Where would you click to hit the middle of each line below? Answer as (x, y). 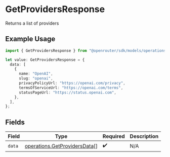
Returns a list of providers (32, 23)
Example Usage (30, 39)
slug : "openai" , (36, 78)
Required (114, 136)
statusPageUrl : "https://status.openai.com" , (67, 92)
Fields (15, 122)
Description (144, 136)
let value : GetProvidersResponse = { (45, 60)
